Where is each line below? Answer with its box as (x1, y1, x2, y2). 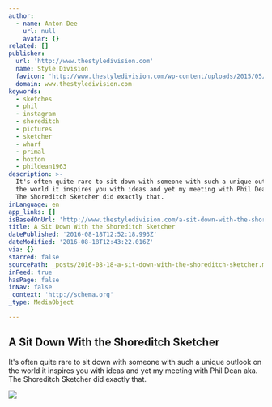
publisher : (8, 49, 45, 58)
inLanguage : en (8, 200, 60, 208)
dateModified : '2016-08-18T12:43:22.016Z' (8, 238, 154, 246)
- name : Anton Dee (15, 19, 79, 28)
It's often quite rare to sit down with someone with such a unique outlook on (8, 357, 262, 366)
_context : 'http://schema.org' (8, 291, 114, 299)
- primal (15, 148, 45, 156)
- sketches (15, 95, 53, 103)
